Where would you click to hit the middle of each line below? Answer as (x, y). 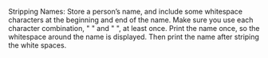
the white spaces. (37, 45)
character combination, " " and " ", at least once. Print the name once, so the (134, 28)
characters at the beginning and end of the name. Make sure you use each (131, 20)
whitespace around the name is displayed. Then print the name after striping (134, 37)
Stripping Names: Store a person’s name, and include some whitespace (126, 12)
